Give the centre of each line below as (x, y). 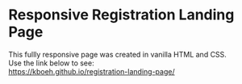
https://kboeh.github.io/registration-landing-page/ (92, 71)
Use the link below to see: (51, 63)
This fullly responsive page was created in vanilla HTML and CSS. (118, 54)
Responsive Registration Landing (121, 15)
